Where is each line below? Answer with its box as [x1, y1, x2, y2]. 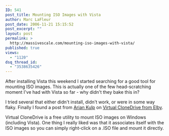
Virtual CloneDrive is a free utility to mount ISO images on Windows [5, 114, 146, 120]
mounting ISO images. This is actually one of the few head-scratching [5, 84, 151, 90]
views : [5, 50, 19, 55]
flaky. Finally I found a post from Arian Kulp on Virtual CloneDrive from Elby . [5, 104, 163, 111]
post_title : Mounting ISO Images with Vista [5, 12, 101, 17]
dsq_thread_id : [5, 60, 38, 65]
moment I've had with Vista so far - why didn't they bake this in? [5, 89, 140, 95]
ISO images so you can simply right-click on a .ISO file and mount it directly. [5, 125, 164, 131]
